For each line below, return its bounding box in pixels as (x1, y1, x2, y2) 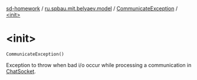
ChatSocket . (6, 68, 36, 75)
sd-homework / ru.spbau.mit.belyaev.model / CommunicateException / (6, 5, 178, 12)
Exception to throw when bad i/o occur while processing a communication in (6, 61, 192, 68)
